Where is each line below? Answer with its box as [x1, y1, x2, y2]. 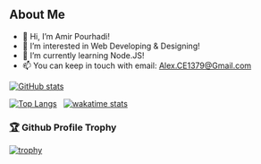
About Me [9, 7, 65, 22]
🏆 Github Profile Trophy [9, 121, 117, 134]
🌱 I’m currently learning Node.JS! [21, 49, 145, 61]
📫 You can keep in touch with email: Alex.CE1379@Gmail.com [21, 60, 252, 71]
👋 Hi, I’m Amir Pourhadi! [21, 30, 110, 41]
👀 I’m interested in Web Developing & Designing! [21, 40, 200, 51]
